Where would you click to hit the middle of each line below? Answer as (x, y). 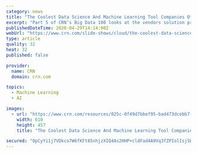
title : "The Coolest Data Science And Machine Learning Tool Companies (95, 17)
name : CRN (23, 71)
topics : (16, 87)
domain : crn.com (31, 77)
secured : (17, 141)
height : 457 (31, 125)
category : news (25, 11)
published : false (27, 55)
